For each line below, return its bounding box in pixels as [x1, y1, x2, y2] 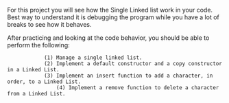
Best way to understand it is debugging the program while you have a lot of [7, 13, 219, 21]
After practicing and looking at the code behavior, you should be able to [7, 34, 210, 42]
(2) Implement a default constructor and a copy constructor [43, 60, 223, 67]
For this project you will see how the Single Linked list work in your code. [7, 6, 213, 14]
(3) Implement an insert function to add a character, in [43, 72, 213, 79]
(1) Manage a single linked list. [43, 54, 143, 61]
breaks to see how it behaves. [7, 21, 92, 28]
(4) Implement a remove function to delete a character [56, 84, 219, 91]
